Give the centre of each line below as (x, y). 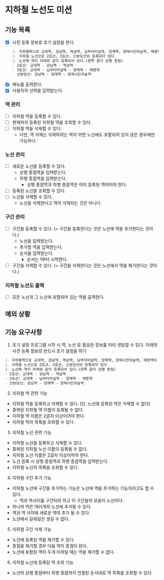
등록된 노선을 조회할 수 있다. (39, 191)
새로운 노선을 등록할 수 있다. (39, 166)
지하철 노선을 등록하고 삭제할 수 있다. (47, 443)
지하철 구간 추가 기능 (32, 478)
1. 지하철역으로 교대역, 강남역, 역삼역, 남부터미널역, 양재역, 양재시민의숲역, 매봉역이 (81, 360)
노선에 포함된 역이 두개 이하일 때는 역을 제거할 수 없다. (63, 552)
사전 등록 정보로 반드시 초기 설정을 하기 (49, 351)
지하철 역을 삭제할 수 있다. (37, 128)
